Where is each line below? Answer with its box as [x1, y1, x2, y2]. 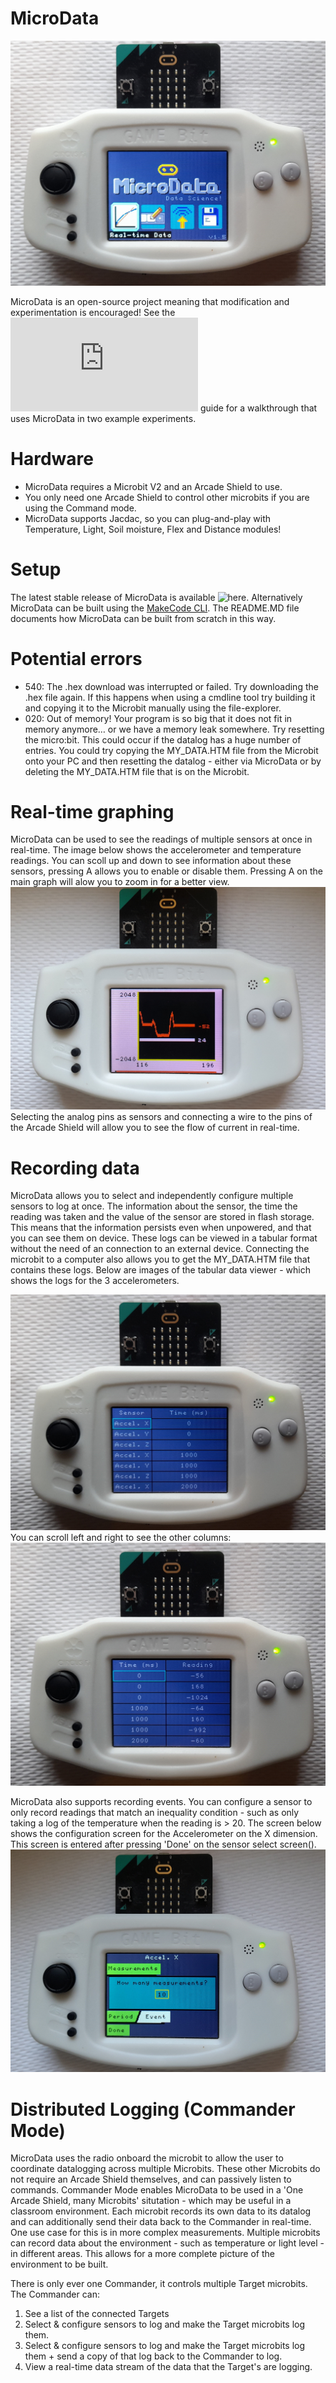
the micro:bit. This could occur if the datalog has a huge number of [24, 733, 302, 746]
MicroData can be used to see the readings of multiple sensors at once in [10, 833, 313, 846]
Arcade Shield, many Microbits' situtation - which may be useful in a [10, 2195, 292, 2207]
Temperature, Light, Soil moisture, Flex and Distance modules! [24, 523, 282, 535]
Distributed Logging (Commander [10, 2098, 296, 2121]
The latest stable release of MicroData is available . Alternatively [10, 591, 303, 603]
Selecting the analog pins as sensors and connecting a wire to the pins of [10, 1111, 313, 1123]
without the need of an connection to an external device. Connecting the [10, 1243, 310, 1255]
